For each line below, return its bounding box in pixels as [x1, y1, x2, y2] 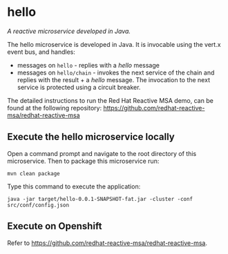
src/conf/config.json [7, 202, 70, 208]
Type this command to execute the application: [7, 182, 141, 190]
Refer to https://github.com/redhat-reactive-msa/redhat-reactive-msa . [7, 239, 207, 247]
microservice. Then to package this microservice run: [7, 157, 160, 165]
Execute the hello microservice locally [7, 131, 175, 143]
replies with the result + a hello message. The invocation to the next [17, 75, 211, 84]
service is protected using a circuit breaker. [17, 83, 141, 91]
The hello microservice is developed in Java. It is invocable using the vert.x [7, 40, 221, 48]
